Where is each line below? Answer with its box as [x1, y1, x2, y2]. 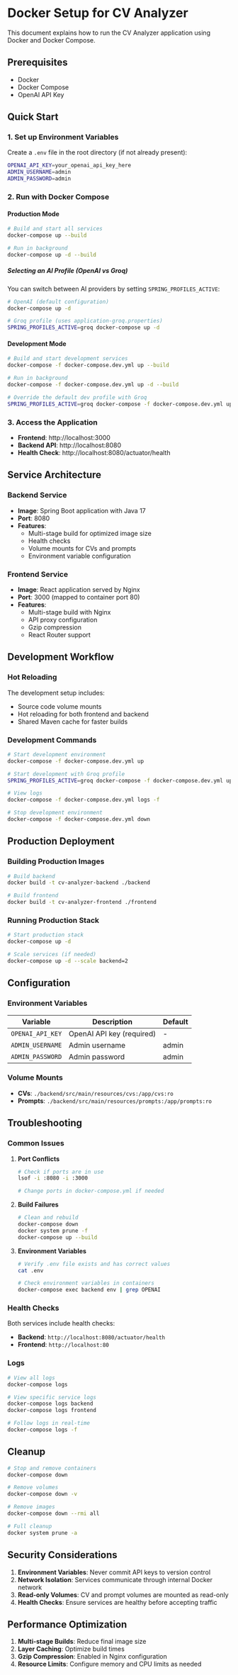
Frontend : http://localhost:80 [17, 1340, 110, 1349]
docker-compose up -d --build [7, 251, 97, 258]
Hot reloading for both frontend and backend [17, 710, 149, 718]
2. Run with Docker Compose [7, 191, 110, 201]
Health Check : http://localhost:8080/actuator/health [17, 448, 171, 456]
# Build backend [7, 873, 55, 880]
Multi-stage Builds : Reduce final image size [17, 1637, 147, 1646]
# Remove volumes [7, 1484, 59, 1491]
